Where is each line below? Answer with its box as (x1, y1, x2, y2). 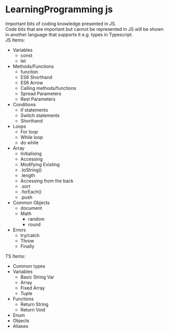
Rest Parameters (20, 96, 56, 102)
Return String (20, 301, 49, 307)
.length (20, 172, 35, 178)
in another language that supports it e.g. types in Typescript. (5, 31, 133, 37)
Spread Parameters (20, 90, 61, 96)
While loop (20, 134, 44, 140)
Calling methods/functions (20, 85, 77, 91)
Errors (12, 227, 26, 233)
